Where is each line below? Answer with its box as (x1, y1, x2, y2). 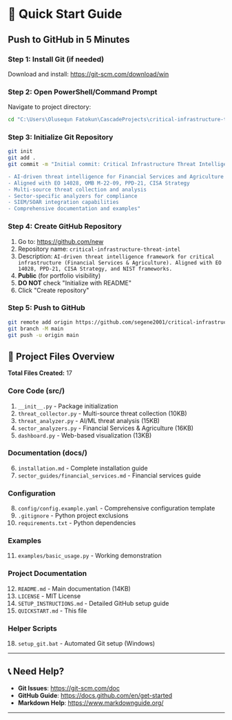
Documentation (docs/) (8, 448, 88, 457)
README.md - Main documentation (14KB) (17, 584, 131, 593)
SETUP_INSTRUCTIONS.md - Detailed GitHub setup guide (17, 599, 169, 607)
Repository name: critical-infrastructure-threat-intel (17, 245, 181, 253)
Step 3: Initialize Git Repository (8, 132, 114, 142)
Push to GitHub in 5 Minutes (8, 34, 130, 45)
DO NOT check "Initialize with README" (17, 278, 131, 287)
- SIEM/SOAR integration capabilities (8, 199, 119, 206)
